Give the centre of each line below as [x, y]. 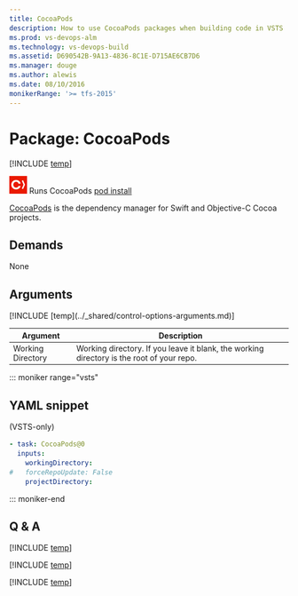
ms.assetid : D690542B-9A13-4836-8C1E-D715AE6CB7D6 [105, 56]
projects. [25, 217]
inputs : [31, 454]
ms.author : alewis [43, 75]
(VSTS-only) [32, 427]
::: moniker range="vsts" [54, 377]
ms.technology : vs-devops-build [69, 47]
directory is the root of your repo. [137, 358]
